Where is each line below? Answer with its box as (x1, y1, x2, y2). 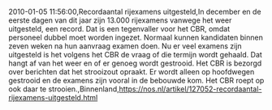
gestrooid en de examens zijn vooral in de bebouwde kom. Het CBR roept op (8, 76, 265, 85)
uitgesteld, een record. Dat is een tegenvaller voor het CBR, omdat (8, 24, 231, 33)
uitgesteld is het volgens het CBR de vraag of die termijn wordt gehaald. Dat (8, 50, 262, 59)
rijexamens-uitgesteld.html (8, 93, 98, 102)
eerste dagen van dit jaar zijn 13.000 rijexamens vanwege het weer (8, 15, 232, 25)
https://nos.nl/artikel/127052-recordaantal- (119, 84, 262, 94)
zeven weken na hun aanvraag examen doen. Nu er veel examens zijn (8, 41, 242, 51)
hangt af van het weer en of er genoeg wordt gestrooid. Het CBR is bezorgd (8, 58, 262, 68)
